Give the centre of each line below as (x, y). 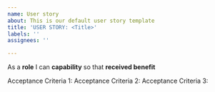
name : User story (33, 14)
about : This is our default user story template (81, 21)
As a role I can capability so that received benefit (81, 67)
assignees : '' (29, 41)
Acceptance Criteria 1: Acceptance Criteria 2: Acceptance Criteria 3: (108, 81)
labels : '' (24, 34)
